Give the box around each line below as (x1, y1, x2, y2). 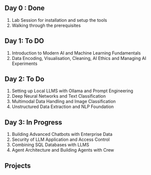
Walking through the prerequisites (11, 22, 81, 28)
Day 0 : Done (4, 4, 45, 12)
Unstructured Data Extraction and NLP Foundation (11, 104, 114, 110)
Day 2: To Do (4, 75, 45, 83)
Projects (4, 161, 31, 170)
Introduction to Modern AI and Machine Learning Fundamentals (11, 50, 141, 56)
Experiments (11, 60, 38, 66)
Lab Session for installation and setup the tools (11, 17, 107, 23)
